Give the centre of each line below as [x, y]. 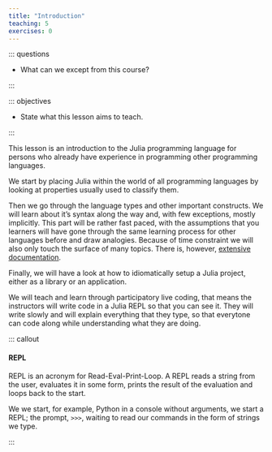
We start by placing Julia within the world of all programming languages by [134, 181]
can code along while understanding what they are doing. [105, 323]
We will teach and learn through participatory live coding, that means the [130, 298]
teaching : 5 [28, 24]
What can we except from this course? [85, 70]
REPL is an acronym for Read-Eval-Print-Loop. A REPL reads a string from [132, 376]
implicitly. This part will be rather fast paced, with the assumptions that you [134, 223]
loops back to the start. [47, 393]
